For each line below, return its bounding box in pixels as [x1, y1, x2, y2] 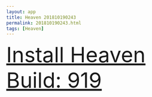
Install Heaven [6, 42, 146, 68]
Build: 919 [6, 67, 102, 93]
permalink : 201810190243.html [6, 20, 82, 26]
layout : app [6, 8, 36, 15]
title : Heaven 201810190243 [6, 14, 77, 20]
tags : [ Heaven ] [6, 25, 44, 32]
